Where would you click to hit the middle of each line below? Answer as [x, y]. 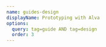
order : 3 [23, 35]
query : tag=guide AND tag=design [55, 29]
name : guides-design [33, 12]
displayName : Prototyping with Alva [53, 18]
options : [17, 23]
